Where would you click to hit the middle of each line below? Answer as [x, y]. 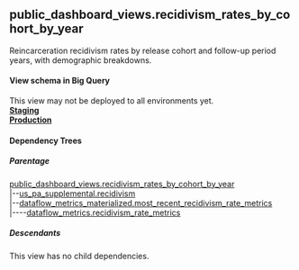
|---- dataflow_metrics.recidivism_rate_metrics [95, 212]
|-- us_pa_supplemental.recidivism [72, 193]
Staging [24, 111]
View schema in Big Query [60, 81]
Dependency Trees [46, 140]
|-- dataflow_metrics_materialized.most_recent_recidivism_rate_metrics [141, 202]
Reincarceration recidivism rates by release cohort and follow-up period [143, 50]
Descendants [35, 233]
